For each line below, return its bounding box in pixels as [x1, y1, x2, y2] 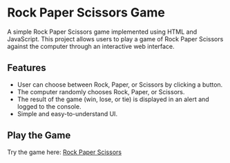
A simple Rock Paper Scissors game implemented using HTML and [7, 28, 198, 36]
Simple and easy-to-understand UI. [17, 109, 118, 118]
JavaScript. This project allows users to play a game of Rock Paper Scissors [7, 34, 224, 43]
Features [7, 62, 46, 74]
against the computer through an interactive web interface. [7, 42, 175, 50]
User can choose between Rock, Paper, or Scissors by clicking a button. [17, 80, 223, 89]
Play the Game [7, 129, 71, 142]
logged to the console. [17, 102, 82, 111]
